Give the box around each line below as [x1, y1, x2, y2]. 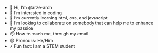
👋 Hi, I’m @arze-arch [9, 5, 52, 10]
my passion [9, 25, 33, 31]
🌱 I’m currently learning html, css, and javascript [9, 15, 108, 20]
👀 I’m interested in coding [9, 10, 62, 16]
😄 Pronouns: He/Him [9, 38, 53, 43]
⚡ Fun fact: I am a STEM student [9, 43, 75, 49]
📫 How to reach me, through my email [9, 31, 89, 36]
